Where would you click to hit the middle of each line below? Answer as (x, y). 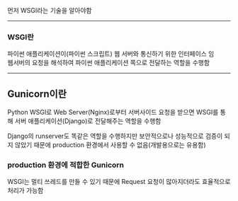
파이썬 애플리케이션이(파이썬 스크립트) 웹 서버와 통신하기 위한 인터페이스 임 (111, 54)
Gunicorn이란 (37, 94)
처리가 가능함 (25, 190)
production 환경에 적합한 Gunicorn (66, 165)
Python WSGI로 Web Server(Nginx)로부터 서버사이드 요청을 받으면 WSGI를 (113, 113)
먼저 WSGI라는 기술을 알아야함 (50, 10)
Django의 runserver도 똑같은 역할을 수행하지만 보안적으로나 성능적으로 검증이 (115, 136)
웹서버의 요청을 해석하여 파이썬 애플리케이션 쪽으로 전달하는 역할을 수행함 (109, 63)
